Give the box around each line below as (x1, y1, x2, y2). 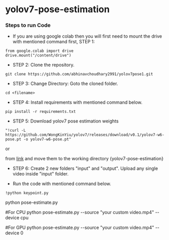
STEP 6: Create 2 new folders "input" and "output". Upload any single (12, 165, 158, 171)
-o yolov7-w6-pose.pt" (23, 137, 72, 142)
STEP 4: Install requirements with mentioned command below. (12, 99, 143, 105)
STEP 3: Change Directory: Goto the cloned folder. (12, 80, 118, 87)
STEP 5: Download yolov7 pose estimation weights (12, 118, 119, 124)
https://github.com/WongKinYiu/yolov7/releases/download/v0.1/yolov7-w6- (5, 132, 165, 138)
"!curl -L (5, 128, 26, 133)
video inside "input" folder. (12, 171, 69, 177)
